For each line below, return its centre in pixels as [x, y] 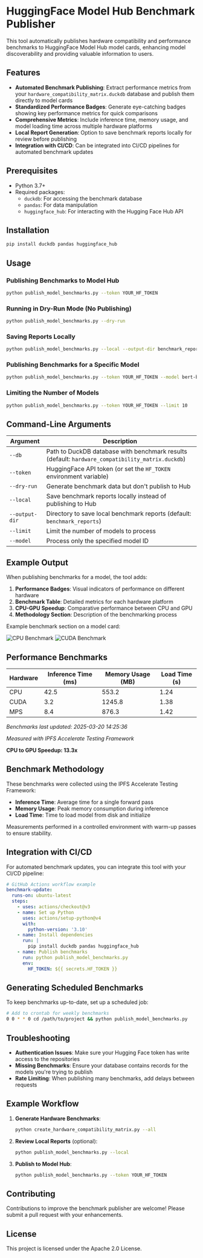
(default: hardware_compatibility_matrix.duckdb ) [116, 459]
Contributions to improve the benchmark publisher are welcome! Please [96, 1208]
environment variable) [77, 477]
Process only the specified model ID [98, 541]
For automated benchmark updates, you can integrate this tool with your [96, 867]
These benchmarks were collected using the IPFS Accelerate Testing [92, 784]
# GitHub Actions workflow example [51, 884]
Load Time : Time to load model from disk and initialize [83, 815]
